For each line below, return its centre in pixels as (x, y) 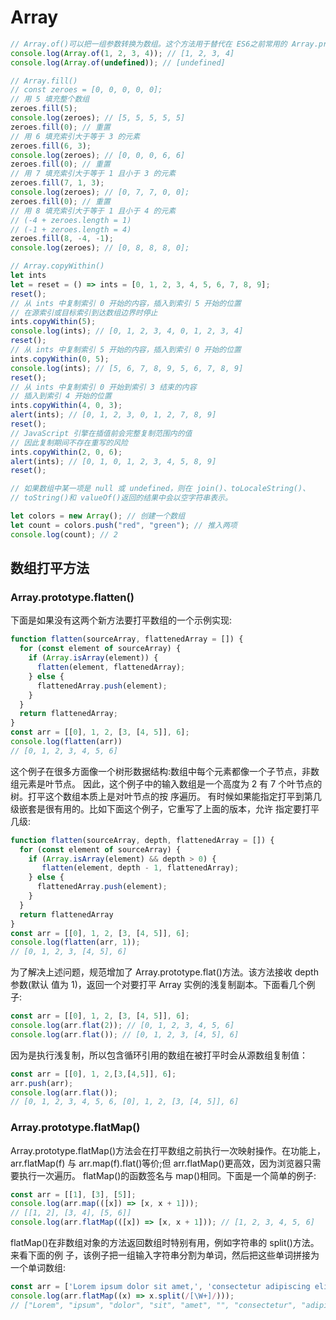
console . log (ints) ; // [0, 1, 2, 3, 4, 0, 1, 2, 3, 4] (127, 331)
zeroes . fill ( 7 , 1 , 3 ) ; (57, 183)
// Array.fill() (44, 81)
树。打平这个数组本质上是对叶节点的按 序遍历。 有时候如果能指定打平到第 (161, 796)
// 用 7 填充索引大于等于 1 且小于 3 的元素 (93, 174)
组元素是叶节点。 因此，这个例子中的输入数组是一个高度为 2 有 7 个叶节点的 (166, 783)
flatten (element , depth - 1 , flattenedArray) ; (140, 868)
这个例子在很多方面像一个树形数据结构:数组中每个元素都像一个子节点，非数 (165, 771)
